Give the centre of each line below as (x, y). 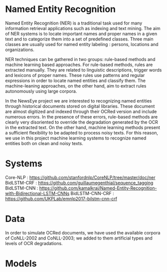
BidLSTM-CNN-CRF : (92, 193)
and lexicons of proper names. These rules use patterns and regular (75, 75)
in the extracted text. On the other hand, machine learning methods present (83, 127)
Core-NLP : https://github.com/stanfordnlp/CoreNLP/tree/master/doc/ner (80, 177)
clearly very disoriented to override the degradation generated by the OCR (82, 122)
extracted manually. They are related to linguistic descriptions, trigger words (83, 70)
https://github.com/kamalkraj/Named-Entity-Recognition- (98, 188)
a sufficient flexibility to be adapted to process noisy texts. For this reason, (82, 132)
